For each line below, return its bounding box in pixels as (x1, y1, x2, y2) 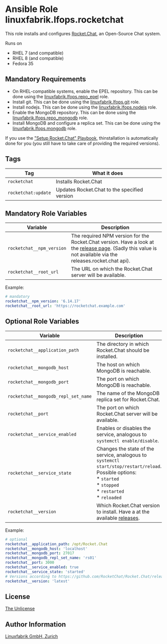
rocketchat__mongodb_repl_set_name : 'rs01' (5, 555, 97, 561)
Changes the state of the (96, 445, 155, 452)
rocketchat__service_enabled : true (5, 565, 79, 570)
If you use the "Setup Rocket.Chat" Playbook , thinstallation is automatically (5, 135, 159, 141)
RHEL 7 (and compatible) (12, 50, 64, 56)
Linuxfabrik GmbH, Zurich (5, 634, 58, 640)
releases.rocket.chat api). (71, 257, 131, 264)
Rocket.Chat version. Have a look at (71, 238, 154, 245)
